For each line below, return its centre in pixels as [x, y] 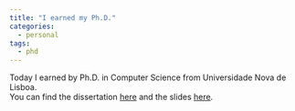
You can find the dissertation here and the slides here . [111, 97]
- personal [38, 35]
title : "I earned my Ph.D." [63, 18]
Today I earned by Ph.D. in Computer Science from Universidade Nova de [148, 77]
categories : [32, 26]
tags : [20, 43]
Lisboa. [23, 87]
